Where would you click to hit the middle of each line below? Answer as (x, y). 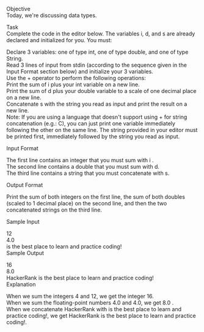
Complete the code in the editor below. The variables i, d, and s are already (101, 34)
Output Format (25, 185)
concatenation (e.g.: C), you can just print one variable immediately (91, 124)
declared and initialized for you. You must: (59, 40)
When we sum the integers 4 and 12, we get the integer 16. (80, 296)
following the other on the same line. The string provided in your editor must (102, 130)
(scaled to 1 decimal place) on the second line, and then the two (87, 203)
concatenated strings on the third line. (54, 210)
